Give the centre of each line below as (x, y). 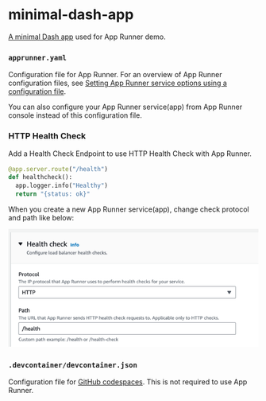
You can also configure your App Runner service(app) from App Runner (125, 107)
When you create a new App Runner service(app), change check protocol (129, 209)
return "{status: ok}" (53, 194)
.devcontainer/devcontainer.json (73, 365)
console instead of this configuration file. (75, 115)
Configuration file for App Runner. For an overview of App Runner (115, 75)
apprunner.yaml (38, 58)
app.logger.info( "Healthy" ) (62, 186)
